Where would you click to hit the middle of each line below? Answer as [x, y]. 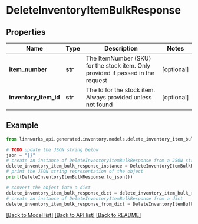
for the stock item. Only [118, 66]
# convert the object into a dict [49, 188]
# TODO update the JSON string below [52, 150]
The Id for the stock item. [121, 90]
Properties [26, 32]
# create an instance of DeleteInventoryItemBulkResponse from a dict [95, 198]
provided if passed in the [120, 73]
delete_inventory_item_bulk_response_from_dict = [68, 204]
